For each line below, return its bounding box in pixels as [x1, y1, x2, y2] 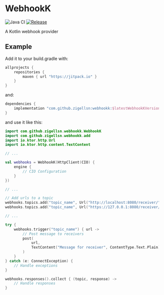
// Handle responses [14, 281, 56, 286]
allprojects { [5, 65, 34, 70]
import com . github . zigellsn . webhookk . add [5, 133, 91, 138]
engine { [14, 164, 32, 169]
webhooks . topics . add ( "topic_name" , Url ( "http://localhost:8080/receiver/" [5, 200, 161, 205]
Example [5, 42, 32, 51]
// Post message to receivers [22, 231, 84, 236]
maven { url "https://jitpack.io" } [22, 74, 97, 79]
